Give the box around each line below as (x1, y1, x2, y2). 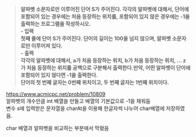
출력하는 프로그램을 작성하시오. (20, 20, 91, 27)
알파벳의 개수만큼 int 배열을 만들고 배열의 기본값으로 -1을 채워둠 (6, 98, 151, 104)
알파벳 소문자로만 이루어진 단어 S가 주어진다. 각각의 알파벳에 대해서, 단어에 (20, 6, 189, 12)
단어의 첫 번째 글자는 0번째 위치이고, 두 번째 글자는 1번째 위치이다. (20, 79, 170, 85)
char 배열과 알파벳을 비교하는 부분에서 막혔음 (6, 125, 109, 131)
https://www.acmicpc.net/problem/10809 (6, 91, 106, 97)
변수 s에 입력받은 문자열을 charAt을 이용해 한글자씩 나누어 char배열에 (6, 105, 165, 112)
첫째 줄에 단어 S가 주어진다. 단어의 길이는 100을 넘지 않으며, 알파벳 (20, 35, 171, 42)
